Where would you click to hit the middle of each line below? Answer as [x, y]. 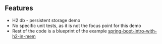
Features [19, 8]
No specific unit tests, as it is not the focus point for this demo [77, 25]
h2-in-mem [24, 36]
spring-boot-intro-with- [132, 31]
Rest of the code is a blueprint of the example [59, 31]
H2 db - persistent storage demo [46, 20]
